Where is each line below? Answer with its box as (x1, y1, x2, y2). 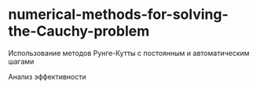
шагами (8, 57, 35, 66)
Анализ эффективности (8, 72, 86, 81)
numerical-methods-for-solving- (8, 6, 229, 24)
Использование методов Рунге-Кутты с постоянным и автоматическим (8, 48, 250, 57)
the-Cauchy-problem (8, 22, 150, 40)
